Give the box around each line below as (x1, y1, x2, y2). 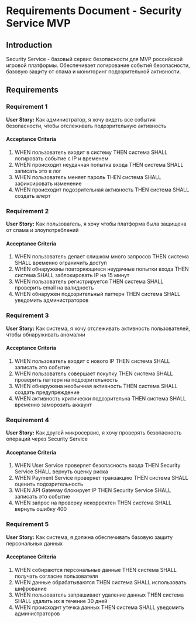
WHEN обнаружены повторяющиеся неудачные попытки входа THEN (14, 265, 189, 272)
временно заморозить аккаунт (14, 401, 92, 408)
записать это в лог (14, 167, 61, 174)
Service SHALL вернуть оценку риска (14, 468, 108, 475)
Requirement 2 (6, 207, 49, 215)
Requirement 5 (6, 520, 49, 528)
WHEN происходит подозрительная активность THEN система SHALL (14, 186, 190, 193)
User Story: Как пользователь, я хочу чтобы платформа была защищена (6, 220, 187, 227)
